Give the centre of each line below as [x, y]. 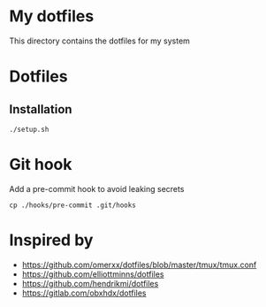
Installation [41, 109]
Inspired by [51, 240]
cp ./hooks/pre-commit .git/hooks [73, 205]
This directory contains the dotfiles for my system [99, 41]
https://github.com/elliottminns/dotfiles [93, 274]
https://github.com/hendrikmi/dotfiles [90, 283]
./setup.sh [29, 129]
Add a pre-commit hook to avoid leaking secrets [97, 188]
